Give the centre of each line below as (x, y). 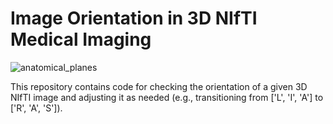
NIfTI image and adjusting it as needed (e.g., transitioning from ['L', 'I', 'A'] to (167, 97)
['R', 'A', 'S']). (36, 108)
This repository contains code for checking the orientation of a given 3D (159, 86)
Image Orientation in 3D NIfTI (134, 18)
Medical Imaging (81, 39)
